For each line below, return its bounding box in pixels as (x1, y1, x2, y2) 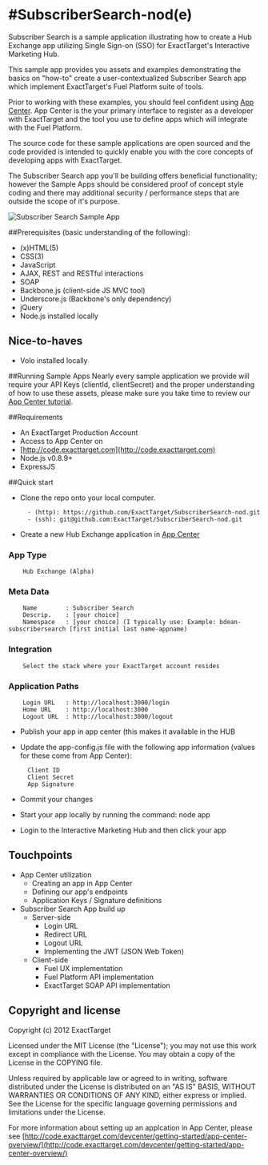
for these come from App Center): (19, 751, 132, 760)
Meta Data (8, 586, 50, 597)
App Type (8, 549, 47, 560)
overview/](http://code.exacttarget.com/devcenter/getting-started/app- (8, 1139, 245, 1149)
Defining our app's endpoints (31, 887, 128, 897)
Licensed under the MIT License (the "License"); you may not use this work (8, 1040, 258, 1050)
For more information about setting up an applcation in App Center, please (8, 1123, 254, 1132)
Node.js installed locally (19, 311, 98, 320)
